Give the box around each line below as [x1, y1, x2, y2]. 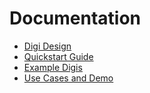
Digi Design [23, 40, 72, 52]
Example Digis [23, 61, 83, 73]
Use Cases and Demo [23, 72, 114, 84]
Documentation [9, 7, 142, 30]
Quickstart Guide [23, 50, 94, 62]
